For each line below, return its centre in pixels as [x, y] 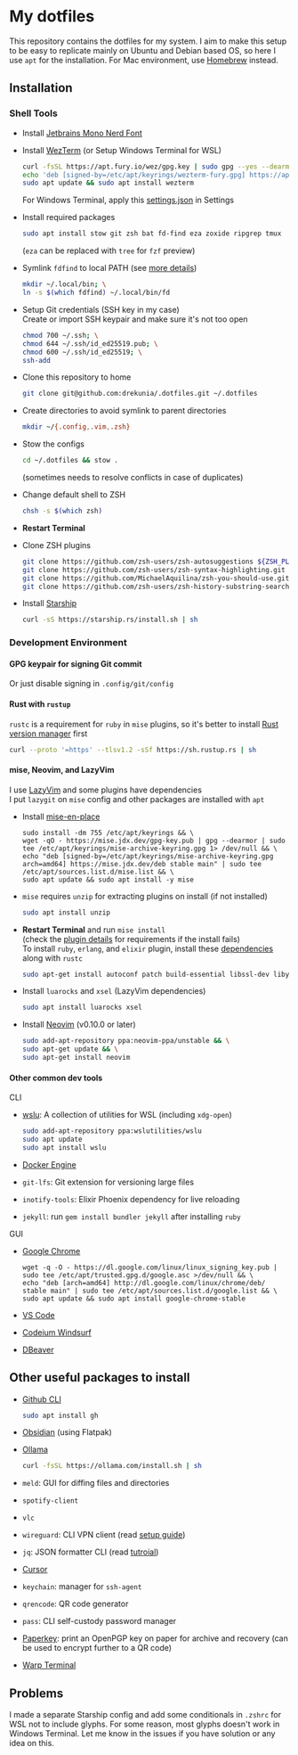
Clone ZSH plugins [56, 545]
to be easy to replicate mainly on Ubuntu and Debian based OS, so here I [142, 50]
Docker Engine [49, 1164]
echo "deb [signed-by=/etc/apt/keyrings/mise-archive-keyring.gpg [148, 856]
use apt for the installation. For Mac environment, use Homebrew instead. [144, 60]
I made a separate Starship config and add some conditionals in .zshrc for [145, 1715]
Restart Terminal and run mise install [94, 930]
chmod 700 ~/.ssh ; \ [60, 335]
